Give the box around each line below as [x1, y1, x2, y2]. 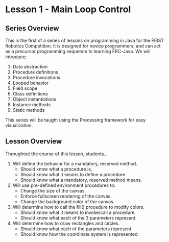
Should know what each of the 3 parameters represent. [20, 214, 137, 221]
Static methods [12, 107, 45, 113]
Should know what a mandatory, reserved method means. [20, 177, 142, 183]
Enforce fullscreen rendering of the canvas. [20, 193, 112, 199]
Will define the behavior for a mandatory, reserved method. [12, 160, 138, 166]
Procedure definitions [12, 69, 59, 75]
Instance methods [12, 102, 51, 108]
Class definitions [12, 91, 48, 96]
